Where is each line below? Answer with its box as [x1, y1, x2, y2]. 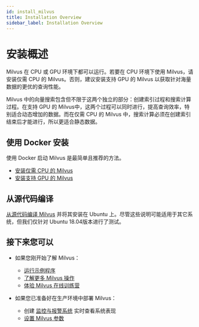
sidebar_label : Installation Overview [6, 20, 103, 26]
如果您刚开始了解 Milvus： [14, 254, 80, 261]
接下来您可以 [6, 237, 54, 248]
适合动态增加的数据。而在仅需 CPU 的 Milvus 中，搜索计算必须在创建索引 [11, 111, 191, 118]
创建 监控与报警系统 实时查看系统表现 [23, 307, 117, 314]
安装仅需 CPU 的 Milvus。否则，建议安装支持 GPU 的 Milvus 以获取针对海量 [6, 76, 192, 83]
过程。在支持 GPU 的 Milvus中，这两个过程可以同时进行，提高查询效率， [6, 103, 185, 110]
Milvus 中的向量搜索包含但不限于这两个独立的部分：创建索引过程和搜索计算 [6, 96, 191, 103]
